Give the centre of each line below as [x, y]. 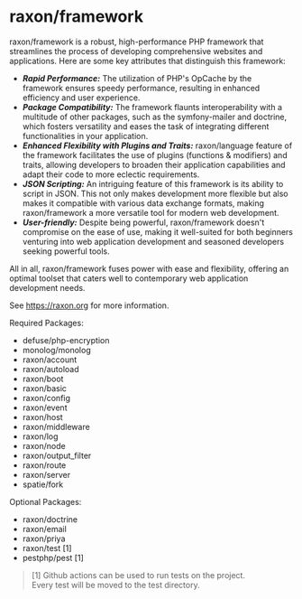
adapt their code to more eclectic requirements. [111, 174]
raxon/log [40, 436]
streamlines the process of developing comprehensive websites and [136, 51]
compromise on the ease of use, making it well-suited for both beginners [158, 231]
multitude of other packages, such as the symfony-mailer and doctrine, [155, 117]
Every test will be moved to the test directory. [115, 585]
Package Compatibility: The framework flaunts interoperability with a [152, 107]
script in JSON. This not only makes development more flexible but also [155, 193]
